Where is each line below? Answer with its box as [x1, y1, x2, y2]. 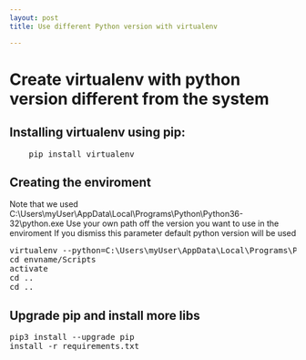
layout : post [9, 13, 59, 23]
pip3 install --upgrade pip [9, 332, 135, 343]
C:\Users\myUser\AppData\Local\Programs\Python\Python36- [9, 209, 244, 220]
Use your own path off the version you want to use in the [66, 218, 280, 229]
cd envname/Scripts [9, 254, 97, 265]
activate [9, 263, 48, 274]
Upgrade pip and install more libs [9, 307, 200, 324]
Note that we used [9, 199, 79, 210]
